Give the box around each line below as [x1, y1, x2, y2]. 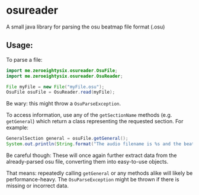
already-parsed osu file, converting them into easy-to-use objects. [6, 158, 169, 165]
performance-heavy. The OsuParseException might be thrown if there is [6, 176, 179, 183]
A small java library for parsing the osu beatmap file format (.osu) [6, 23, 165, 30]
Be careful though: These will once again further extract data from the [6, 152, 177, 159]
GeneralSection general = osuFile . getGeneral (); [6, 136, 129, 142]
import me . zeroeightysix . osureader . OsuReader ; [6, 73, 123, 79]
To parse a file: [6, 56, 43, 63]
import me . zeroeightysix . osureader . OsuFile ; [6, 68, 118, 73]
